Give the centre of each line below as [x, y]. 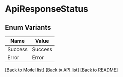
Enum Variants [28, 27]
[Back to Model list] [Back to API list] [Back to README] [61, 70]
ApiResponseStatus [47, 9]
